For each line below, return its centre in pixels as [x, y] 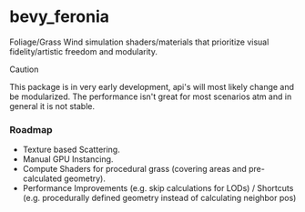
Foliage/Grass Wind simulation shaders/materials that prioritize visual [139, 42]
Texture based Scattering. [71, 150]
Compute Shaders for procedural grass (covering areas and [135, 169]
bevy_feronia [59, 17]
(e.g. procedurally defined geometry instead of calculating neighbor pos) [159, 198]
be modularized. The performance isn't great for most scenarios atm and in [151, 96]
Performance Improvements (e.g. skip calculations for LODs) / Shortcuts [158, 188]
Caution [24, 69]
